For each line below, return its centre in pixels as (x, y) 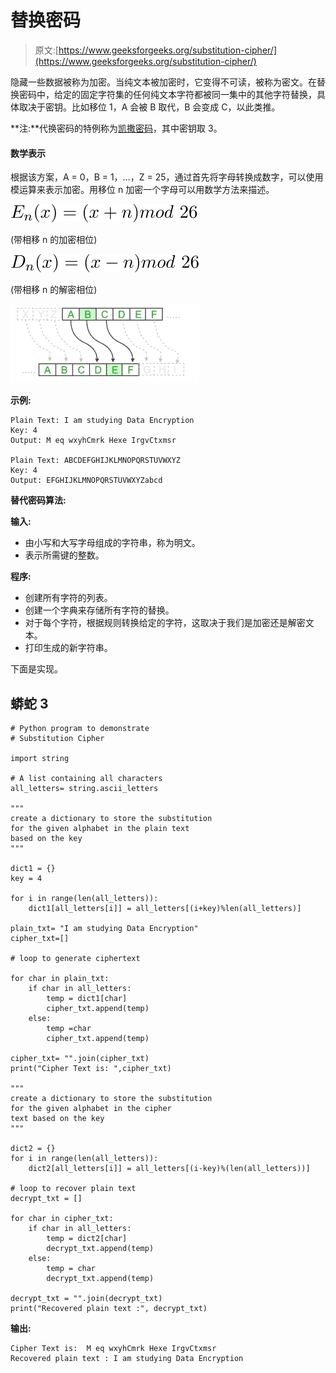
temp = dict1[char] (87, 998)
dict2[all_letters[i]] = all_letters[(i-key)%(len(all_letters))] (169, 1168)
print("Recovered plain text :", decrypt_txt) (109, 1308)
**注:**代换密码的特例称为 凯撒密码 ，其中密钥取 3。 (116, 128)
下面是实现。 (36, 669)
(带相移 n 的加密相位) (54, 240)
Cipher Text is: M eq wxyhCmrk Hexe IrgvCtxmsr (113, 1348)
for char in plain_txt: (60, 978)
